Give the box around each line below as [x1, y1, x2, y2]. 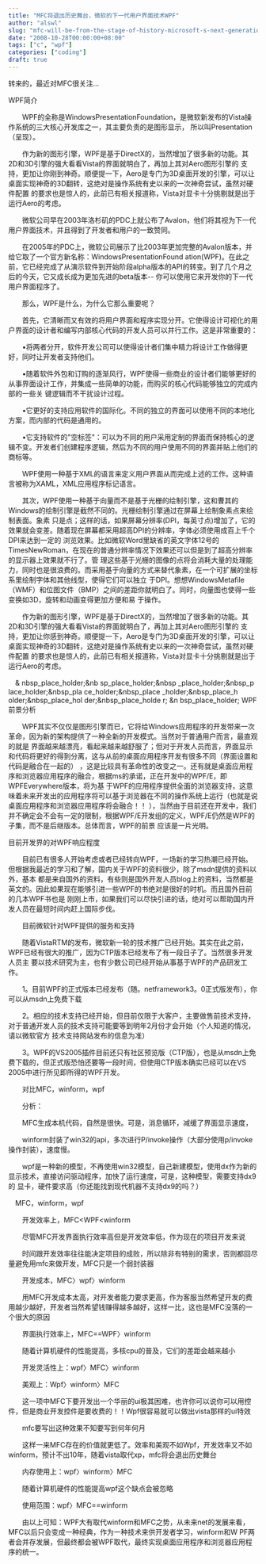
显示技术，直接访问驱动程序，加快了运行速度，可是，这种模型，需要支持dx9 [8, 1171, 256, 1181]
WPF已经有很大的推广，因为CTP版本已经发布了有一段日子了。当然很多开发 [8, 947, 253, 957]
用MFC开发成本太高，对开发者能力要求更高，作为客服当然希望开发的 [21, 1292, 246, 1302]
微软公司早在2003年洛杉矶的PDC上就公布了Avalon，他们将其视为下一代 [21, 215, 256, 224]
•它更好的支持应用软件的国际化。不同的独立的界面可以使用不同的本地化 [21, 405, 255, 415]
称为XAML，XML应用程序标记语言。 [21, 479, 140, 488]
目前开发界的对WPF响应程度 [8, 837, 101, 847]
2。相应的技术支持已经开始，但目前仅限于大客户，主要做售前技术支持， [21, 1011, 256, 1020]
